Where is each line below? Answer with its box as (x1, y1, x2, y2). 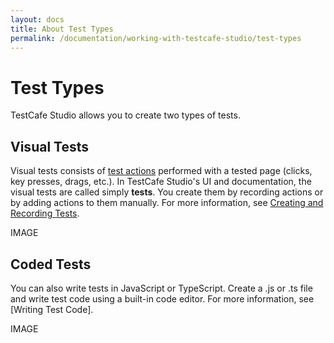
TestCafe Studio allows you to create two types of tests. (10, 109, 241, 121)
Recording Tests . (10, 207, 80, 220)
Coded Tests (10, 256, 92, 273)
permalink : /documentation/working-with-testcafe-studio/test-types (10, 33, 302, 43)
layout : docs (10, 14, 65, 25)
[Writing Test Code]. (10, 303, 94, 315)
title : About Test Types (10, 24, 114, 34)
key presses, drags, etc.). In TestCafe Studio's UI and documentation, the (10, 176, 312, 188)
